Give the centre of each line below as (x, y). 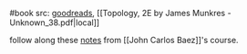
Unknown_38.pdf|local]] (55, 22)
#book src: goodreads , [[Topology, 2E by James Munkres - (120, 13)
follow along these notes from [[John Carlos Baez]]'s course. (124, 40)
